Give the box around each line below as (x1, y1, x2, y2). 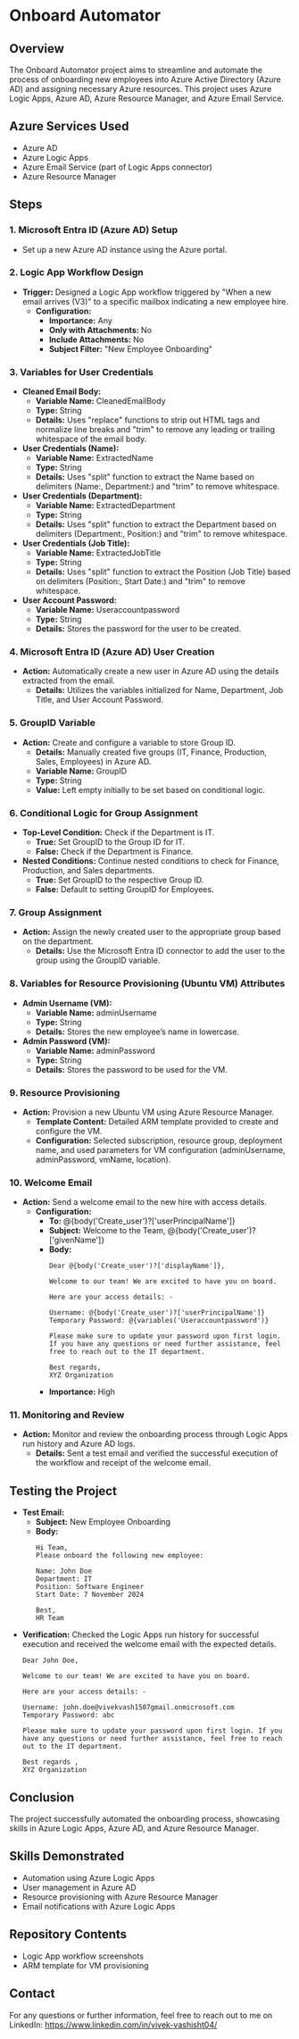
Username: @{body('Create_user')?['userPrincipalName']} (48, 1308, 265, 1317)
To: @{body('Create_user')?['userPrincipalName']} (48, 1216, 236, 1226)
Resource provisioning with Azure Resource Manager (21, 1891, 219, 1902)
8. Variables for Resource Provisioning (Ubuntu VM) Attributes (9, 977, 286, 990)
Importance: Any (48, 314, 113, 326)
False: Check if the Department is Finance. (35, 846, 194, 857)
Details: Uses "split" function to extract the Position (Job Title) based (35, 566, 291, 577)
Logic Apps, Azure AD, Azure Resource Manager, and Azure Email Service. (9, 93, 284, 104)
